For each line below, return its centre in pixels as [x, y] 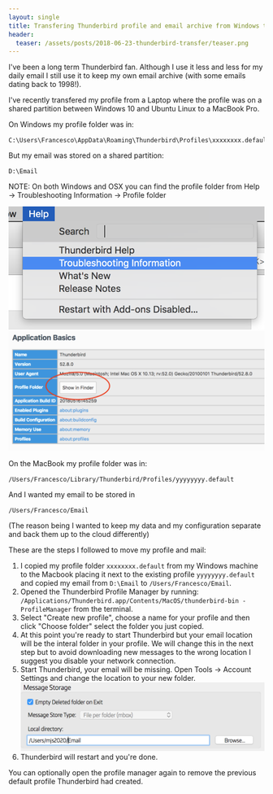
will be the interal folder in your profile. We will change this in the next [136, 643]
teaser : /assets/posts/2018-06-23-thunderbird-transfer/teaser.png [132, 43]
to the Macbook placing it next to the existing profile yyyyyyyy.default [137, 574]
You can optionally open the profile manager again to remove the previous [132, 772]
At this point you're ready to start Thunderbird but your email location [136, 635]
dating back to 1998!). [45, 85]
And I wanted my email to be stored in [72, 494]
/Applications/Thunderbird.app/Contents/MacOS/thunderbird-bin [130, 601]
